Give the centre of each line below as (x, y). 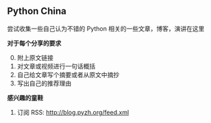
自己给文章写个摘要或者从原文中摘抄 (68, 74)
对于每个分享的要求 (34, 43)
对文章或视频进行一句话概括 (56, 66)
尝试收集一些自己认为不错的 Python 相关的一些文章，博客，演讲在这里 (106, 28)
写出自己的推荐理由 (44, 83)
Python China (37, 11)
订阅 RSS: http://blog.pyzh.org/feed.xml (73, 112)
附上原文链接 (35, 57)
